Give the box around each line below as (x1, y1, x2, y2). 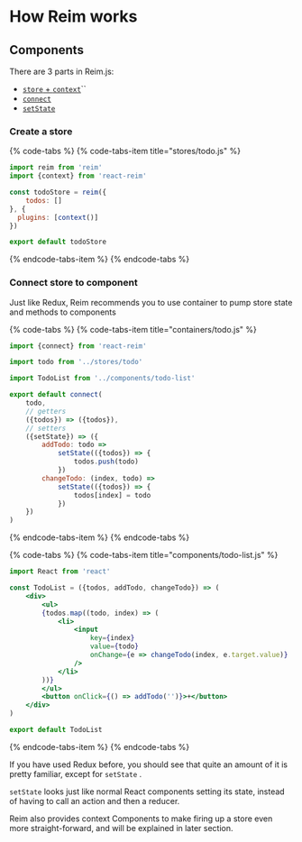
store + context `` (22, 84, 87, 94)
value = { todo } (89, 642, 140, 651)
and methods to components (9, 307, 117, 317)
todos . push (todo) (73, 457, 140, 466)
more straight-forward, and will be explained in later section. (9, 822, 233, 833)
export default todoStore (9, 237, 106, 247)
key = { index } (89, 634, 135, 643)
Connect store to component (9, 277, 138, 289)
